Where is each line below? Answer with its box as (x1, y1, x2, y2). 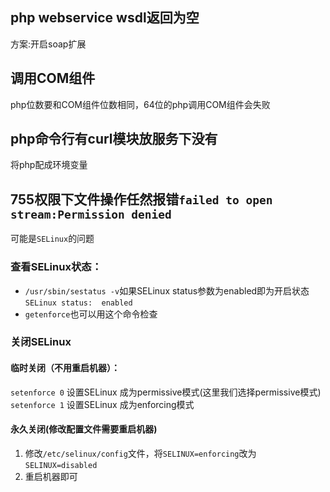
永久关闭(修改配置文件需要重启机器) (10, 423, 158, 435)
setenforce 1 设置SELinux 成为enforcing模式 (10, 398, 195, 410)
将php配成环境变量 (10, 159, 88, 171)
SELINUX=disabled (24, 460, 98, 470)
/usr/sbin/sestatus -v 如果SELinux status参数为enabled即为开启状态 (24, 284, 310, 297)
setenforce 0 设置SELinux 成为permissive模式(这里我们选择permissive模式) (10, 386, 322, 398)
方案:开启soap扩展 (10, 38, 87, 50)
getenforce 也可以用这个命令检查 (24, 308, 158, 320)
